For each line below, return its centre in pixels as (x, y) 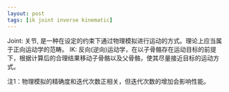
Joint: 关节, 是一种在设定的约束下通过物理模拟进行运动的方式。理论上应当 (112, 40)
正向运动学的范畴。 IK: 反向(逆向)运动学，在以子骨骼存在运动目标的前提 (114, 49)
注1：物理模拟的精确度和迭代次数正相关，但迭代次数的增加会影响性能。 (108, 81)
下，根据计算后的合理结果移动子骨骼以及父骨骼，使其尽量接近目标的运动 (110, 58)
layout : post (26, 13)
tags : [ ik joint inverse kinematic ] (60, 20)
